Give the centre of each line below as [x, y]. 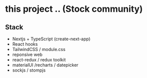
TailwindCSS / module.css [39, 49]
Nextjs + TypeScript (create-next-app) [51, 39]
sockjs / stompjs [29, 70]
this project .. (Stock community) [74, 9]
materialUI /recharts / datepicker [45, 65]
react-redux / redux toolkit [39, 60]
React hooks [25, 44]
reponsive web [27, 54]
